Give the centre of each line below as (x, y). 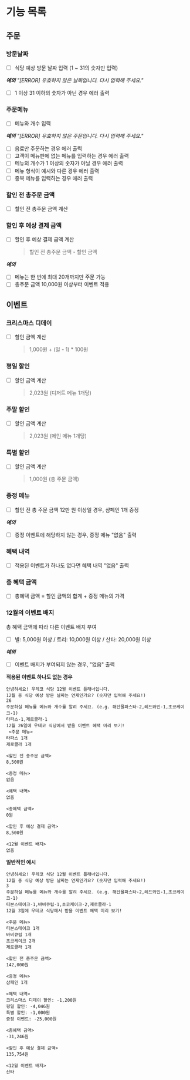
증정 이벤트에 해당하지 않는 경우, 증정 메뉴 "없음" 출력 (75, 535)
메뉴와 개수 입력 (33, 124)
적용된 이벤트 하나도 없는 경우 (39, 677)
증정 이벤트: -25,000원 (31, 1019)
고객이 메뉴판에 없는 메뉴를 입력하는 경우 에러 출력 (72, 156)
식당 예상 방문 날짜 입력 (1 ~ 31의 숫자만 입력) (66, 68)
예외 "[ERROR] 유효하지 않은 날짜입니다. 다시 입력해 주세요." (75, 80)
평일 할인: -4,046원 (28, 1006)
